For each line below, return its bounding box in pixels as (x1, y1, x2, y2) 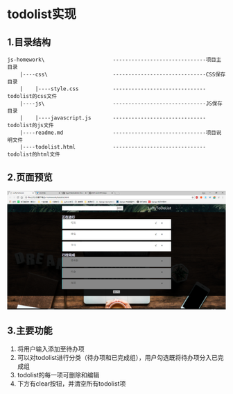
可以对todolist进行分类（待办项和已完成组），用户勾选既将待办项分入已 (17, 353, 218, 361)
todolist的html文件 (7, 151, 60, 158)
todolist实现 (7, 6, 77, 22)
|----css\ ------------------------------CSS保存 (19, 71, 226, 78)
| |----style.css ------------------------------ (19, 85, 207, 92)
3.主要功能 (7, 325, 53, 337)
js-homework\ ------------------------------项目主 (7, 56, 222, 63)
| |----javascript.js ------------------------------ (19, 115, 207, 122)
